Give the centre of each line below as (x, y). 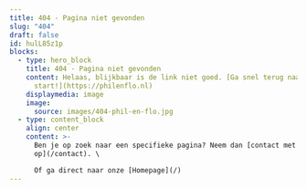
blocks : (24, 52)
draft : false (34, 35)
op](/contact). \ (67, 153)
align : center (53, 129)
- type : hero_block (55, 60)
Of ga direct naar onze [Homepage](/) (107, 170)
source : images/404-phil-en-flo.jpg (103, 111)
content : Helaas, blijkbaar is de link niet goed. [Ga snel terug (155, 78)
